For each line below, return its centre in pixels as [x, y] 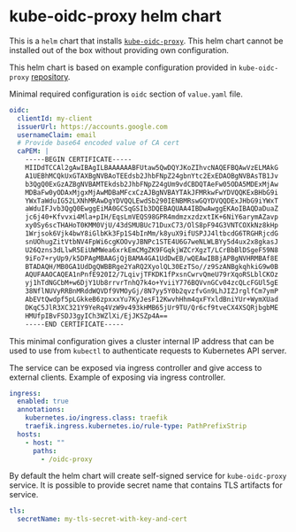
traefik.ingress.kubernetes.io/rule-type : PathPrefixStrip [136, 427]
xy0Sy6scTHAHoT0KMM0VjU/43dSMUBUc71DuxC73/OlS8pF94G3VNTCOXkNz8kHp [152, 226]
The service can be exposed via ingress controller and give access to [136, 367]
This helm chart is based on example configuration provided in [123, 67]
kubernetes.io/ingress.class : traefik [96, 418]
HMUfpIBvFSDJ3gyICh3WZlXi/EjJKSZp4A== [96, 316]
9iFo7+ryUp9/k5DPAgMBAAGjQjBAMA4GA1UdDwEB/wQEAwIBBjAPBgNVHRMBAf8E [152, 258]
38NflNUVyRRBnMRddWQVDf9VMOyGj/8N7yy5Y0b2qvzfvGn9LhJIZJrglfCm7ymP [152, 291]
